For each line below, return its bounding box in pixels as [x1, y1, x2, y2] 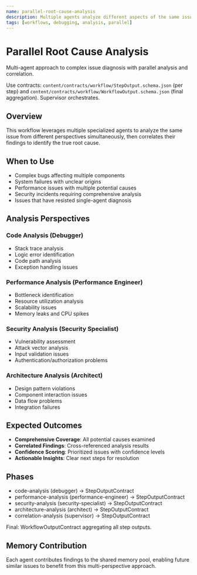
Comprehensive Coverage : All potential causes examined [14, 436, 155, 443]
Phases [6, 472, 34, 482]
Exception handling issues [14, 263, 78, 270]
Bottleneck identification [14, 291, 74, 298]
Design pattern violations [14, 385, 76, 392]
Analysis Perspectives [6, 214, 90, 224]
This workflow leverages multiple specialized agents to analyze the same [6, 127, 183, 134]
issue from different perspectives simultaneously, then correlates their [6, 133, 176, 140]
